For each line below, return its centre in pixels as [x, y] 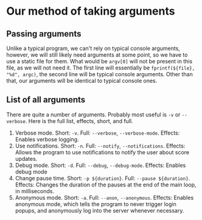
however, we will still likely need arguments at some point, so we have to [97, 55]
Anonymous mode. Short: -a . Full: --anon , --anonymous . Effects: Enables [104, 197]
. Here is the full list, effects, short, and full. [79, 121]
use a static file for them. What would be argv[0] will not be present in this [99, 61]
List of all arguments [46, 100]
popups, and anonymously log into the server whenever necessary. [99, 210]
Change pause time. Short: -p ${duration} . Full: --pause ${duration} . [103, 178]
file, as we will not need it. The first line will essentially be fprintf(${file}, [101, 68]
